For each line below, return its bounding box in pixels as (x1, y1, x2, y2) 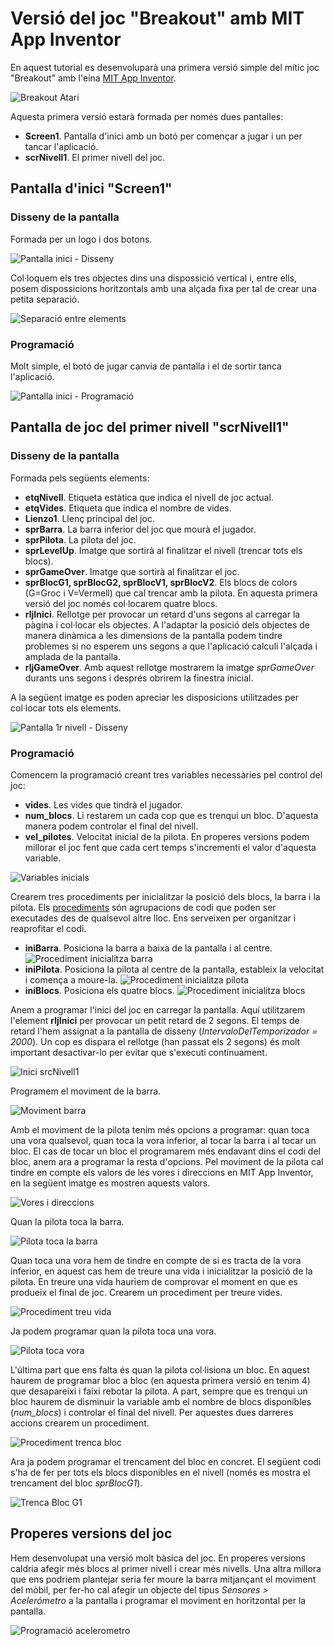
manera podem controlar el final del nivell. (24, 820, 199, 832)
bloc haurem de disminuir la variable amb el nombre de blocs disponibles (10, 1395, 312, 1407)
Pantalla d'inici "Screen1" (10, 180, 173, 197)
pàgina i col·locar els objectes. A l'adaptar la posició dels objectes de (24, 618, 310, 631)
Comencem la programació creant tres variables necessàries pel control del (10, 768, 323, 781)
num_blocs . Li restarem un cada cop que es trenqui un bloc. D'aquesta (24, 809, 319, 821)
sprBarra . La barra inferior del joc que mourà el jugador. (24, 523, 257, 535)
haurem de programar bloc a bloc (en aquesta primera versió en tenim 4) (10, 1374, 311, 1386)
